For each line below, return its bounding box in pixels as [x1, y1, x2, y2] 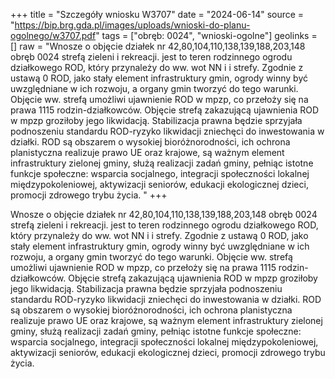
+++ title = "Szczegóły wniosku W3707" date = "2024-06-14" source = [10, 9, 305, 20]
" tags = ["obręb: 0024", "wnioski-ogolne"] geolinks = [95, 30, 318, 41]
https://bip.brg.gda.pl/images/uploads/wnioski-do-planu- [14, 19, 251, 31]
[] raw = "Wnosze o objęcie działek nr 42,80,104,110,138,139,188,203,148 [10, 40, 306, 52]
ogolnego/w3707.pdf [10, 30, 97, 41]
